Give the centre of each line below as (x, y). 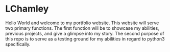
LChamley (27, 9)
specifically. (18, 44)
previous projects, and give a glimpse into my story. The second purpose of (85, 33)
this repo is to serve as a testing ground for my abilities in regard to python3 (85, 39)
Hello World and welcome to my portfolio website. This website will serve (82, 23)
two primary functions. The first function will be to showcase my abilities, (82, 28)
